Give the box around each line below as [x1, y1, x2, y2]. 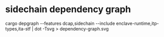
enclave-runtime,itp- [116, 20, 159, 26]
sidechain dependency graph [5, 4, 131, 15]
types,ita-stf [5, 25, 31, 31]
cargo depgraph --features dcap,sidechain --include [5, 20, 115, 26]
